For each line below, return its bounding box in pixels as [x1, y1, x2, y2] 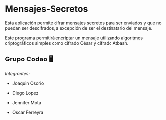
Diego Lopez [12, 90, 39, 96]
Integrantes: [5, 70, 30, 76]
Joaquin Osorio [12, 80, 44, 86]
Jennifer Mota [12, 99, 41, 105]
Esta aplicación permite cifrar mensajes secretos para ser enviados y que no [5, 20, 162, 26]
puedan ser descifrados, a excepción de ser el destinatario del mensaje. [5, 25, 153, 31]
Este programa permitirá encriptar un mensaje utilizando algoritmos [5, 35, 143, 41]
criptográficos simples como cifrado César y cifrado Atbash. [5, 40, 129, 46]
